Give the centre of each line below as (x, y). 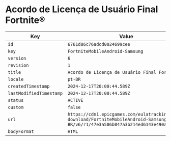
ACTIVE (75, 100)
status (16, 100)
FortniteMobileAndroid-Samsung (105, 51)
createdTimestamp (29, 86)
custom (16, 107)
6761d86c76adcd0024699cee (99, 44)
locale (16, 79)
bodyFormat (21, 131)
